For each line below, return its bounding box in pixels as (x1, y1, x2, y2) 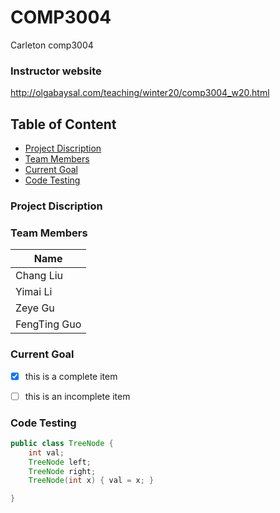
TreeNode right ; (28, 466, 97, 476)
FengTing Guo (15, 317, 82, 331)
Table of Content (10, 116, 117, 133)
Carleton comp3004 (10, 39, 94, 51)
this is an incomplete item (24, 390, 131, 402)
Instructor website (10, 64, 102, 78)
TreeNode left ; (28, 457, 92, 467)
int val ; (28, 447, 65, 458)
